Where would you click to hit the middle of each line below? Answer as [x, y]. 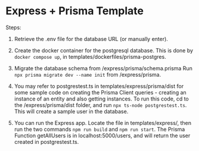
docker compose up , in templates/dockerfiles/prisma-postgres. [90, 56]
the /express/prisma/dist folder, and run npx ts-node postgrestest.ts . [100, 105]
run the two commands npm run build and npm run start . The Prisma [99, 129]
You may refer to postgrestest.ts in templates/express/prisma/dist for [99, 86]
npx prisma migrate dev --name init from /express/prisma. [88, 74]
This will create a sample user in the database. [71, 111]
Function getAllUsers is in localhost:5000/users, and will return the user [102, 136]
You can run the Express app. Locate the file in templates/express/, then [103, 122]
